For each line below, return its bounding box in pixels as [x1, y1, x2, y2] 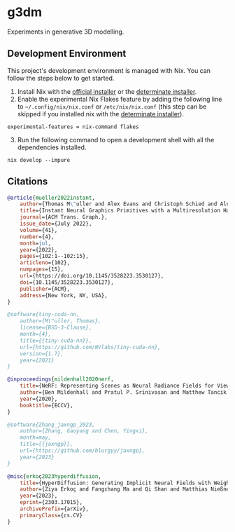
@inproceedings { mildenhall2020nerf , [7, 376, 114, 383]
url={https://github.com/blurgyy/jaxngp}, [20, 447, 145, 454]
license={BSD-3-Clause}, [20, 324, 92, 332]
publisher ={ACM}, [20, 285, 71, 292]
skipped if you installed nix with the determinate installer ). [17, 109, 184, 118]
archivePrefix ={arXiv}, [20, 505, 90, 512]
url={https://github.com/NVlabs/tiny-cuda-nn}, [20, 343, 161, 350]
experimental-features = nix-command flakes [7, 123, 139, 130]
